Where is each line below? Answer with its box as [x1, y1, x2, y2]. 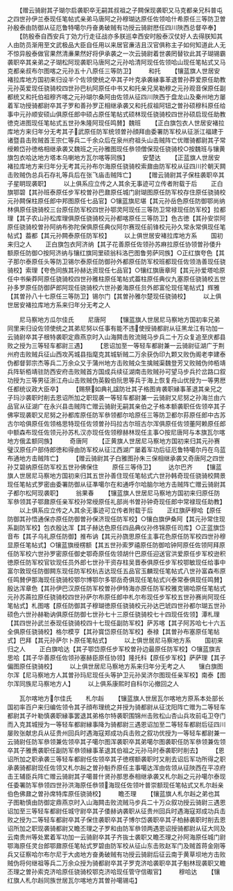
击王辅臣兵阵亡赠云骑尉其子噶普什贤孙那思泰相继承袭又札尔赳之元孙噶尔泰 [7, 772, 220, 780]
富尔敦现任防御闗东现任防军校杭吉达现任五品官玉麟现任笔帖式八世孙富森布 [7, 567, 220, 575]
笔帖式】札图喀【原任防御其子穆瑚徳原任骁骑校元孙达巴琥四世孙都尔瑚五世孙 [7, 602, 226, 609]
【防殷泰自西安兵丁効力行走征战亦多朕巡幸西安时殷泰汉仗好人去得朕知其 [19, 32, 223, 40]
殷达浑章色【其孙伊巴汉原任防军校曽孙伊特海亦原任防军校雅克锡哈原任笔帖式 [7, 585, 226, 592]
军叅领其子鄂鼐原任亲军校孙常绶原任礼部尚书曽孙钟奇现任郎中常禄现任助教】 [7, 498, 226, 505]
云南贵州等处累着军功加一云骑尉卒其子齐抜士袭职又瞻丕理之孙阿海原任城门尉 [7, 833, 226, 841]
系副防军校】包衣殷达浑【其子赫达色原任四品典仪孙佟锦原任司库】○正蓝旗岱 [7, 524, 225, 532]
